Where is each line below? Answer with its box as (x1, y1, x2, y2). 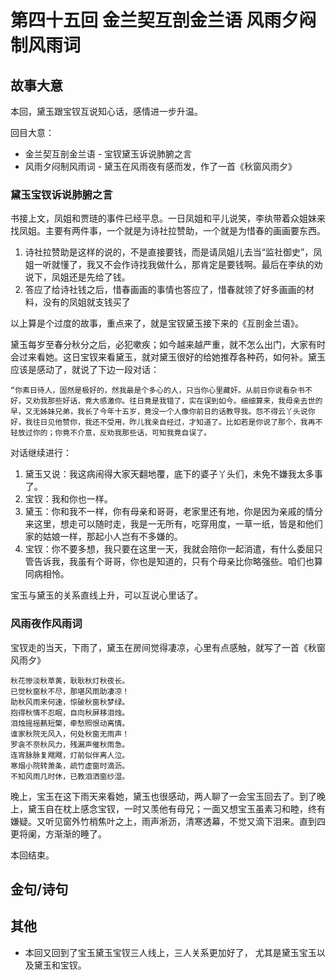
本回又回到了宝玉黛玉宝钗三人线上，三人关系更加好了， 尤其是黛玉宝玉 (24, 946, 317, 958)
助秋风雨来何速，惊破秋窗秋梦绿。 (10, 697, 130, 707)
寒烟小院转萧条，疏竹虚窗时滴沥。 (10, 761, 127, 771)
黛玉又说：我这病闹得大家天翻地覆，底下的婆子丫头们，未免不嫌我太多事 (24, 468, 323, 480)
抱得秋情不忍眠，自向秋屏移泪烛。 (10, 707, 127, 718)
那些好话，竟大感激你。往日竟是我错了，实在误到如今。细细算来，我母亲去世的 (47, 396, 323, 406)
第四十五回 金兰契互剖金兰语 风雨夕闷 (10, 9, 317, 32)
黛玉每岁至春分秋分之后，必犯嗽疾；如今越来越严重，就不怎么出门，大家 (10, 339, 308, 351)
